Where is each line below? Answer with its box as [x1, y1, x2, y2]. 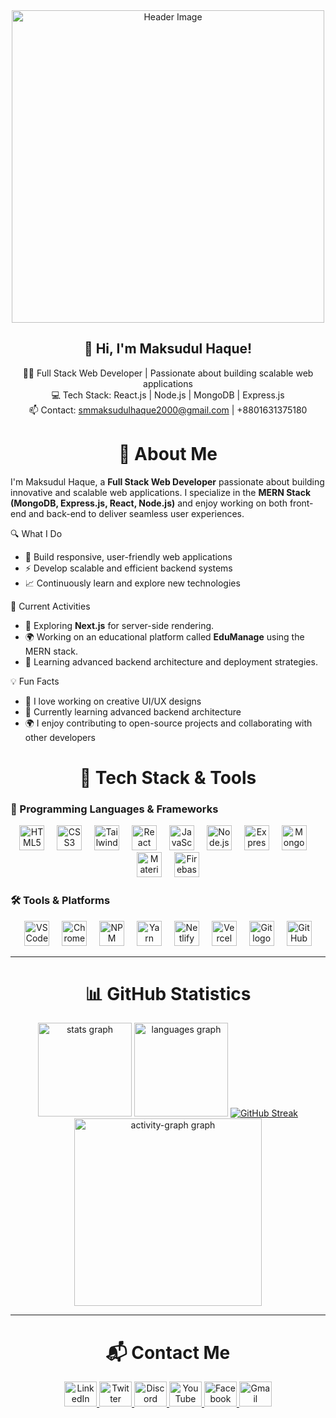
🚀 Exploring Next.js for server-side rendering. [24, 619, 215, 631]
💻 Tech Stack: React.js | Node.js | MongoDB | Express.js [51, 389, 285, 401]
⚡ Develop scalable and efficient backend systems [24, 562, 233, 574]
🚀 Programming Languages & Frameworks [10, 802, 219, 816]
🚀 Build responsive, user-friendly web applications [24, 550, 233, 563]
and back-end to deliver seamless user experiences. [28, 507, 245, 519]
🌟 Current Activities [10, 600, 91, 612]
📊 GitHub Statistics [84, 982, 252, 1005]
